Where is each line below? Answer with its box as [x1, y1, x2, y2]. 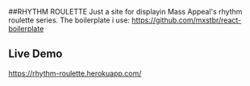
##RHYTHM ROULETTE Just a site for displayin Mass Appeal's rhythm [8, 7, 243, 16]
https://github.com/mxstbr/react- [131, 15, 242, 25]
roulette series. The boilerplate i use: [8, 15, 131, 25]
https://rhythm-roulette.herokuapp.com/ [8, 68, 142, 78]
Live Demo [8, 47, 63, 61]
